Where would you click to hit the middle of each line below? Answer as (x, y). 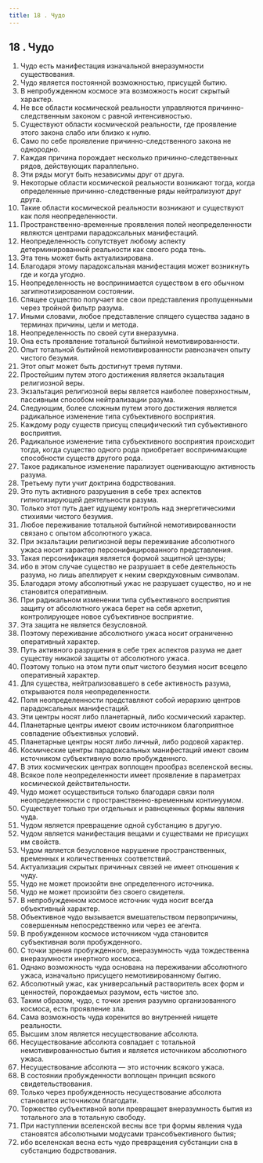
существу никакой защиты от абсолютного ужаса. (105, 658)
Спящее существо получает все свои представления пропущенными (137, 300)
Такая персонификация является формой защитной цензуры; (123, 558)
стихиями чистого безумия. (67, 517)
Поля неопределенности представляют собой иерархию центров (130, 700)
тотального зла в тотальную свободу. (83, 1117)
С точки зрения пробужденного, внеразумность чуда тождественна (135, 950)
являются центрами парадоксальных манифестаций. (109, 233)
